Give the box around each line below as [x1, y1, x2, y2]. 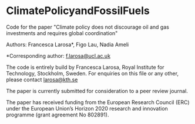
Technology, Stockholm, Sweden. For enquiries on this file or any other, [6, 70, 179, 77]
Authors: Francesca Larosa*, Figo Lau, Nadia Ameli [6, 41, 129, 48]
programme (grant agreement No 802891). [6, 111, 109, 118]
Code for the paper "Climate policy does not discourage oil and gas [6, 23, 169, 30]
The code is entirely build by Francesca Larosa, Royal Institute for [6, 63, 164, 71]
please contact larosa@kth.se [6, 76, 78, 83]
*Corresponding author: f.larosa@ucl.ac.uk [6, 52, 110, 59]
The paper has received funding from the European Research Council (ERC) [6, 98, 190, 106]
